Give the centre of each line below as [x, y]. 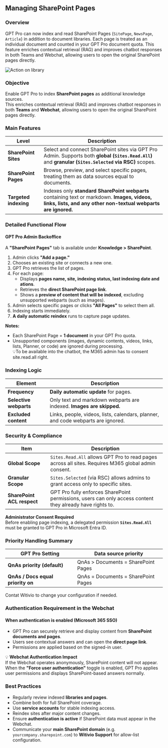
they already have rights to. [82, 505]
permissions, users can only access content [102, 498]
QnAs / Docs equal [30, 576]
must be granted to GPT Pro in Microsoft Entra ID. [56, 528]
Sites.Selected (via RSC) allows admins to [100, 478]
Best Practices [23, 686]
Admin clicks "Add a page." [41, 257]
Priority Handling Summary [39, 540]
